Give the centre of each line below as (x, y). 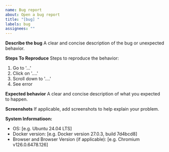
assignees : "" (20, 29)
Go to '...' (22, 68)
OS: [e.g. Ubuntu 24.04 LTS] (42, 129)
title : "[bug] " (22, 19)
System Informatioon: (29, 119)
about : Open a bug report (32, 15)
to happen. (16, 99)
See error (23, 84)
